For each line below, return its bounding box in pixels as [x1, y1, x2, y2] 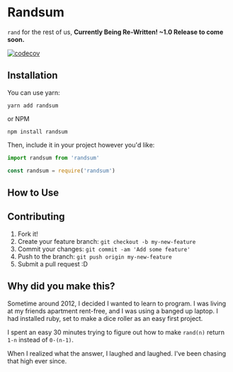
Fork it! [17, 230, 39, 238]
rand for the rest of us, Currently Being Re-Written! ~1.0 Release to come [7, 28, 224, 36]
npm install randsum [7, 128, 69, 135]
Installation [7, 69, 58, 81]
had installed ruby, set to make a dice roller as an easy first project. [7, 314, 203, 322]
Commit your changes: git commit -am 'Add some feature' [17, 244, 191, 253]
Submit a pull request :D [17, 259, 89, 268]
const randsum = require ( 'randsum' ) [7, 167, 115, 174]
